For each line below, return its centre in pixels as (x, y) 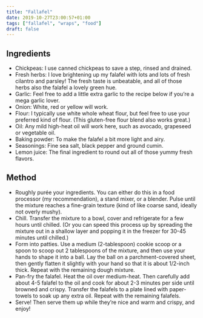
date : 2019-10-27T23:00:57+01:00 (48, 18)
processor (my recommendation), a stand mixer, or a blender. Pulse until (105, 199)
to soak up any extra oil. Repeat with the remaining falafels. (107, 296)
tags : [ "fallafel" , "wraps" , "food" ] (54, 23)
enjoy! (23, 308)
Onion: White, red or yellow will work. (62, 107)
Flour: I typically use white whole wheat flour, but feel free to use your (102, 114)
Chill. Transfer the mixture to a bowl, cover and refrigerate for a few (99, 218)
